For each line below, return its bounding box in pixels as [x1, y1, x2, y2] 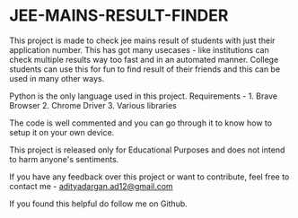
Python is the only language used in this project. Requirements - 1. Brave [9, 91, 278, 101]
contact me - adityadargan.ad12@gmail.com [9, 180, 173, 191]
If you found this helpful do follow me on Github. [9, 198, 188, 209]
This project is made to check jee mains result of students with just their [9, 35, 276, 46]
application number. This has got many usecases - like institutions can [9, 44, 269, 55]
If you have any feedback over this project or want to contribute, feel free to [9, 171, 290, 182]
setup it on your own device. [9, 126, 115, 137]
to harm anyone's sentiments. [9, 153, 119, 164]
